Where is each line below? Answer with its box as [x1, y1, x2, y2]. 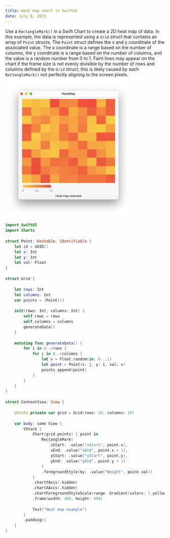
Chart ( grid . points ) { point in [32, 432, 99, 437]
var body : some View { [14, 421, 62, 426]
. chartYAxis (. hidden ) [32, 480, 78, 485]
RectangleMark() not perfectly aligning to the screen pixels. [5, 71, 129, 77]
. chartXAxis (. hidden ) [32, 486, 78, 491]
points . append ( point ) [41, 367, 87, 372]
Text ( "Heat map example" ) [32, 506, 87, 512]
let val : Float [14, 260, 47, 265]
